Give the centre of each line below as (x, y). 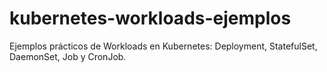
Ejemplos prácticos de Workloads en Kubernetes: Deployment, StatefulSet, (163, 46)
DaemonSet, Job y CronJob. (68, 56)
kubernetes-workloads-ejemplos (150, 18)
